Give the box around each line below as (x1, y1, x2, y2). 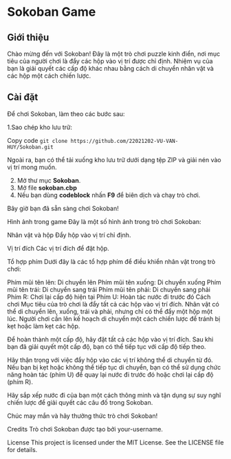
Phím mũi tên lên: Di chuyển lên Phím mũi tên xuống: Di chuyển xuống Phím (7, 278, 221, 286)
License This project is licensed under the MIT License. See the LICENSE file (7, 438, 224, 447)
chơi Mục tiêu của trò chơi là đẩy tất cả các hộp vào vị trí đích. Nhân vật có (7, 300, 220, 308)
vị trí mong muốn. (7, 163, 57, 171)
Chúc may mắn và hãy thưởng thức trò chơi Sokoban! (7, 412, 158, 420)
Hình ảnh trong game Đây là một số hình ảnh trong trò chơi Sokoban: (7, 217, 201, 225)
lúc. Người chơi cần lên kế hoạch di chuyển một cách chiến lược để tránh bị (7, 314, 221, 323)
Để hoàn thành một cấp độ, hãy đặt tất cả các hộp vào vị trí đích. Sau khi (7, 335, 214, 344)
